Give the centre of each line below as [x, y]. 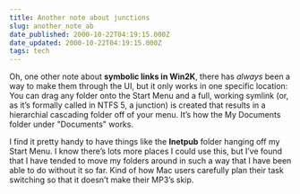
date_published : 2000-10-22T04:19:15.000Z [90, 34]
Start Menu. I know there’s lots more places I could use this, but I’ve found [146, 151]
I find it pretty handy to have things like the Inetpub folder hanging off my [145, 142]
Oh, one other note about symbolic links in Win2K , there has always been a [150, 76]
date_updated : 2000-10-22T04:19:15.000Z [86, 43]
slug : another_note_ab [51, 26]
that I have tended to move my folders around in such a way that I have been [150, 161]
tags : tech [30, 51]
